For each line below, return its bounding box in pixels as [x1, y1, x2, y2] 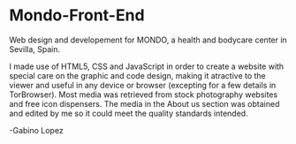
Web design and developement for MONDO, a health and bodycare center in [9, 34, 287, 45]
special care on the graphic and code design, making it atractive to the [9, 70, 267, 80]
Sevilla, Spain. [9, 43, 60, 54]
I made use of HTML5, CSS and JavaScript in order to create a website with [9, 61, 285, 72]
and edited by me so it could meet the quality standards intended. [9, 108, 249, 118]
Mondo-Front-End [9, 5, 145, 26]
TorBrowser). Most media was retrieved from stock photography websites [9, 89, 278, 100]
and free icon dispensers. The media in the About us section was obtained [9, 98, 280, 109]
